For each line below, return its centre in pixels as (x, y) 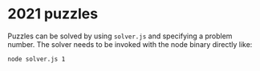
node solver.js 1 (37, 59)
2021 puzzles (53, 14)
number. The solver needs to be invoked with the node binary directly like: (130, 44)
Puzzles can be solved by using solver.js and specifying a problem (120, 36)
